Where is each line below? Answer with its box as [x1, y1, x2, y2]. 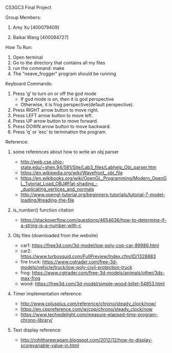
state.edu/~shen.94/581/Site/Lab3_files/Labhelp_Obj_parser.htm [20, 164, 157, 170]
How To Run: [5, 44, 32, 50]
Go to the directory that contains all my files [12, 60, 105, 66]
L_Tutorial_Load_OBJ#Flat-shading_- [20, 181, 98, 187]
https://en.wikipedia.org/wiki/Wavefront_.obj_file [20, 170, 123, 175]
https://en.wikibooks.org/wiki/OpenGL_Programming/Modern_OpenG [20, 175, 167, 181]
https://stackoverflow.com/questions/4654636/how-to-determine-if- [20, 217, 167, 223]
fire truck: [20, 259, 42, 264]
